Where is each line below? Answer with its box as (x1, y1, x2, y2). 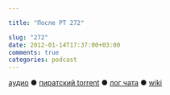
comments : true (8, 48, 60, 56)
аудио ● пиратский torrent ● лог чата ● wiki (8, 78, 163, 88)
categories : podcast (8, 56, 78, 64)
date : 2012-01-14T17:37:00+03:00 (8, 41, 121, 49)
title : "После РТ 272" (8, 19, 85, 27)
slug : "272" (8, 33, 48, 41)
